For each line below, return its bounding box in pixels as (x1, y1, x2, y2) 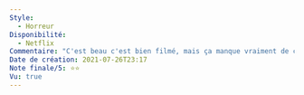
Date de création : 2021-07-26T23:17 (9, 55, 147, 64)
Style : (9, 13, 34, 23)
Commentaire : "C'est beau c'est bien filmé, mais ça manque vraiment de (9, 47, 290, 56)
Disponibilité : (9, 30, 67, 39)
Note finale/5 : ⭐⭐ (9, 64, 81, 73)
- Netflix (17, 38, 54, 48)
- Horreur (17, 22, 54, 31)
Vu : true (9, 72, 43, 81)
